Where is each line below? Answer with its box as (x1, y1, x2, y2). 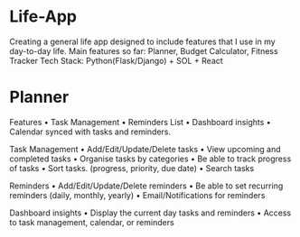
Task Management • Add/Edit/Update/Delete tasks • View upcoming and (9, 143, 282, 154)
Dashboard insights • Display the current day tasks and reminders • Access (9, 207, 292, 218)
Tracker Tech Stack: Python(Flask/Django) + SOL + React (9, 55, 223, 66)
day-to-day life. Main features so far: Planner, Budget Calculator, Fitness (9, 45, 278, 56)
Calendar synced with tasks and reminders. (9, 126, 172, 137)
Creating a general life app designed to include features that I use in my (9, 36, 276, 47)
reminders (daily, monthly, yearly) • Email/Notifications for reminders (9, 189, 266, 200)
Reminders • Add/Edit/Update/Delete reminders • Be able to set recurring (9, 180, 284, 191)
